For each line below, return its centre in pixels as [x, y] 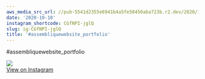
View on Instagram [30, 70]
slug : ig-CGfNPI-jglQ [34, 29]
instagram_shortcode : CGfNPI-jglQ [50, 23]
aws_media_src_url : [31, 12]
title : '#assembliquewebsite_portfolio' [59, 35]
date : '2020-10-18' [31, 18]
